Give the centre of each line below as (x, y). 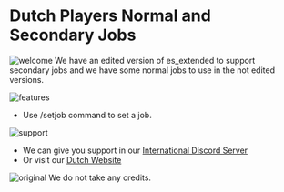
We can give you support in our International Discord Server (135, 150)
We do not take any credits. (100, 177)
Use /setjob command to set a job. (87, 115)
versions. (26, 79)
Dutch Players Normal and (110, 16)
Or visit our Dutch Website (72, 159)
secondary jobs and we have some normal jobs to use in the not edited (142, 70)
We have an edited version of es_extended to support (155, 60)
